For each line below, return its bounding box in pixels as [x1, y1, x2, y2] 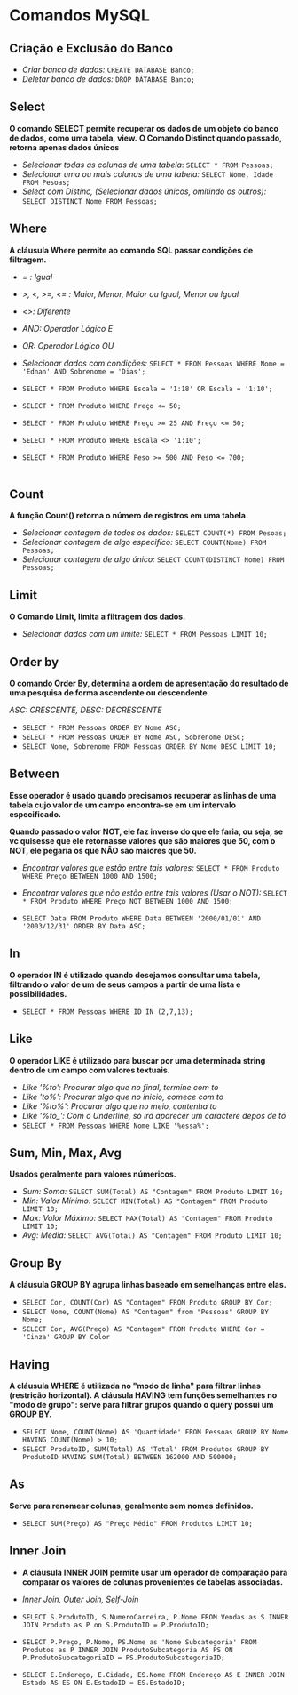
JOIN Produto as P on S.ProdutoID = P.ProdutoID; [21, 1620, 210, 1629]
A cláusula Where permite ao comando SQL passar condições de [9, 245, 254, 255]
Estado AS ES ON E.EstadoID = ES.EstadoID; [21, 1678, 186, 1687]
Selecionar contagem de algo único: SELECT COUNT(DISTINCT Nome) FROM [21, 554, 285, 565]
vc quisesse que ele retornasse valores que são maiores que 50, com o [9, 835, 276, 846]
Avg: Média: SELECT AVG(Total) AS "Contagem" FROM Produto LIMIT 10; [21, 1230, 283, 1241]
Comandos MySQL [9, 5, 151, 26]
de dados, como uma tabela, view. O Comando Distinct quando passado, [9, 133, 282, 143]
